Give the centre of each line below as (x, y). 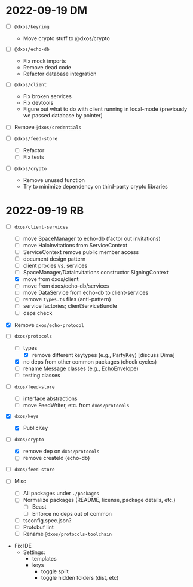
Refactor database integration (60, 74)
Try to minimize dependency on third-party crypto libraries (95, 187)
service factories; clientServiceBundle (70, 306)
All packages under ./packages (61, 493)
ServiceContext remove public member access (81, 252)
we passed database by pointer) (63, 116)
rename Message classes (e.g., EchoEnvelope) (81, 368)
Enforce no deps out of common (72, 513)
